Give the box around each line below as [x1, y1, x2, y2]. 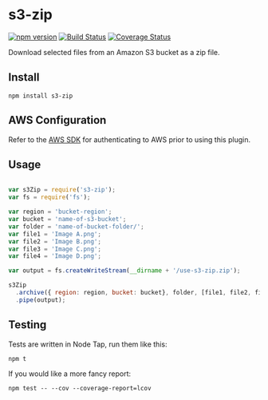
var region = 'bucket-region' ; [8, 208, 112, 216]
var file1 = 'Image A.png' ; [8, 230, 102, 238]
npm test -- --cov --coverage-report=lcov [8, 384, 152, 392]
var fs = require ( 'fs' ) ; [8, 193, 91, 201]
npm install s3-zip [8, 92, 73, 100]
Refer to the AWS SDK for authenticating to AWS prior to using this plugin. [8, 134, 251, 145]
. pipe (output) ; [15, 295, 66, 304]
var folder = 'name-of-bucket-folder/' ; [8, 222, 145, 231]
